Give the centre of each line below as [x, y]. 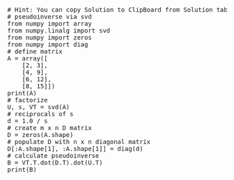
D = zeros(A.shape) [40, 135]
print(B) [22, 170]
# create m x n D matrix [49, 128]
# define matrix [35, 51]
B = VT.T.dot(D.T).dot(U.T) [55, 163]
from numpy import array [49, 24]
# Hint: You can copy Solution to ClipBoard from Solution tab [117, 10]
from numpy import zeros [49, 38]
